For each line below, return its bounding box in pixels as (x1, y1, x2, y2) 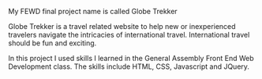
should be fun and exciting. (8, 38, 97, 48)
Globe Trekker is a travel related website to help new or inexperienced (8, 22, 236, 31)
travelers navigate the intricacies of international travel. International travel (8, 31, 250, 39)
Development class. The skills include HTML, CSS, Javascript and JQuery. (8, 62, 250, 71)
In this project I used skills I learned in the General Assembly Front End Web (8, 54, 254, 63)
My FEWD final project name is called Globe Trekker (8, 7, 178, 16)
